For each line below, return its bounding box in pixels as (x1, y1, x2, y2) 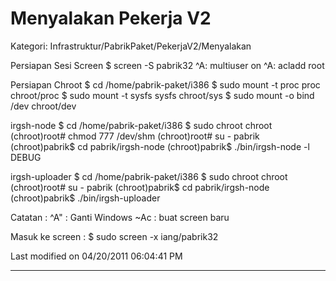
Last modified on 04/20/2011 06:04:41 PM (10, 250, 183, 262)
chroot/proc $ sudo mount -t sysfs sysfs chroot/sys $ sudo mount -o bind (10, 89, 315, 101)
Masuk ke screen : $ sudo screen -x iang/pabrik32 (10, 230, 219, 242)
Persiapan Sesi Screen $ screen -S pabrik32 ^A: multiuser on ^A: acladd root (10, 59, 325, 71)
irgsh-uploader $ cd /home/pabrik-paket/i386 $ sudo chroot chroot (10, 170, 288, 182)
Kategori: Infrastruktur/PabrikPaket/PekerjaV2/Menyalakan (10, 40, 252, 52)
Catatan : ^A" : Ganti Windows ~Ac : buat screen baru (10, 211, 230, 223)
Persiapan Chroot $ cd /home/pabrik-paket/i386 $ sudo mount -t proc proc (10, 78, 321, 91)
